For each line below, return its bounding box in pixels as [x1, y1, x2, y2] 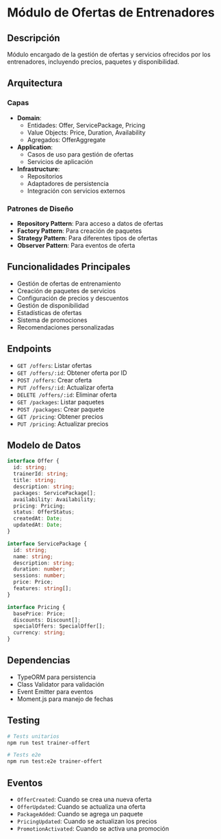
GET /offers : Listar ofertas [16, 361, 92, 369]
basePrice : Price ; [13, 610, 66, 617]
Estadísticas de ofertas [16, 308, 82, 317]
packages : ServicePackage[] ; [13, 490, 96, 496]
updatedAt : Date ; [13, 522, 63, 529]
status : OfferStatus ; [13, 509, 75, 516]
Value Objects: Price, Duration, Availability [27, 128, 146, 137]
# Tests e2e [7, 752, 41, 759]
